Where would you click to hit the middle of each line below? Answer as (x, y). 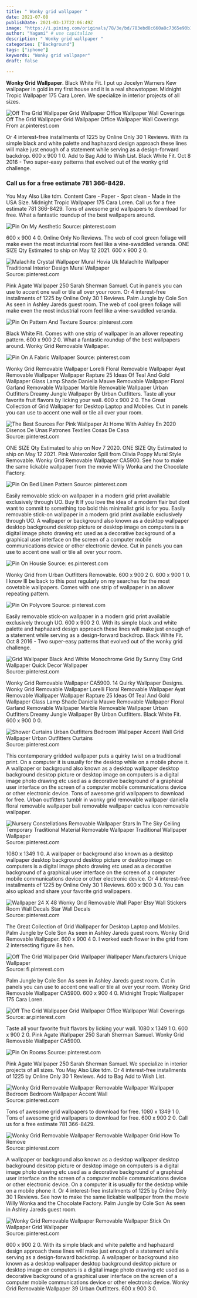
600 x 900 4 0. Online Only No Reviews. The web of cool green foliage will (96, 238)
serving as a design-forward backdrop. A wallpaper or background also (92, 1257)
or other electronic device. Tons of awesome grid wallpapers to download (95, 793)
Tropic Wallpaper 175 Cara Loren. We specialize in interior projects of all (93, 95)
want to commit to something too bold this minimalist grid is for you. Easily (96, 508)
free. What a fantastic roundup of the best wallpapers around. (81, 215)
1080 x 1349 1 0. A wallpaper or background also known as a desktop (90, 854)
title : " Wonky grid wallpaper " (47, 11)
